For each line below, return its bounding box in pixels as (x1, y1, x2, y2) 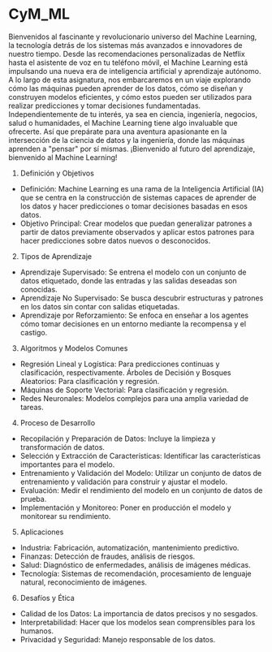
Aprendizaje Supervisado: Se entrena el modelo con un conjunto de (19, 267, 247, 277)
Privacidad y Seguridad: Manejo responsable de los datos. (19, 634, 216, 644)
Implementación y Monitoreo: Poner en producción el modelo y (19, 503, 231, 512)
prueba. (19, 494, 47, 503)
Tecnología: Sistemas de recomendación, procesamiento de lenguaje (19, 568, 252, 578)
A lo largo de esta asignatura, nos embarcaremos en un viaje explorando (8, 75, 252, 84)
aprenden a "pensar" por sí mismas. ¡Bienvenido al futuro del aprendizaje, (8, 144, 256, 153)
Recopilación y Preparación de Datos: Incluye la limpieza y (19, 434, 216, 443)
